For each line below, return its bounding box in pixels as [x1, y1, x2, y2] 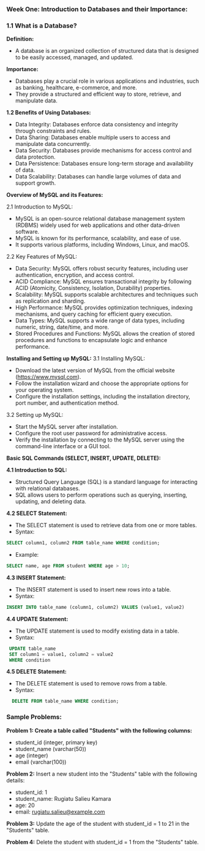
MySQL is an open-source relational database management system [15, 215, 185, 223]
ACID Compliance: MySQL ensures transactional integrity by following [15, 278, 192, 285]
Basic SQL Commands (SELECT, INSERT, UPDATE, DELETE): [6, 454, 161, 462]
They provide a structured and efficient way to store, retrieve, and [15, 91, 182, 98]
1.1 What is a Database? [6, 21, 78, 29]
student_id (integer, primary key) [15, 738, 98, 746]
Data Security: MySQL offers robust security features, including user [15, 265, 188, 272]
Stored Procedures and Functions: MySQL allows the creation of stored [15, 330, 195, 337]
